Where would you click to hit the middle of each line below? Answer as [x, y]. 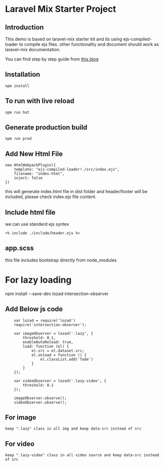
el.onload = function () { [59, 355]
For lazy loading [38, 280]
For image [21, 417]
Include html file [30, 212]
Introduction [25, 27]
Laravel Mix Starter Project [61, 9]
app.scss [20, 248]
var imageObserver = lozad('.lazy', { [54, 333]
